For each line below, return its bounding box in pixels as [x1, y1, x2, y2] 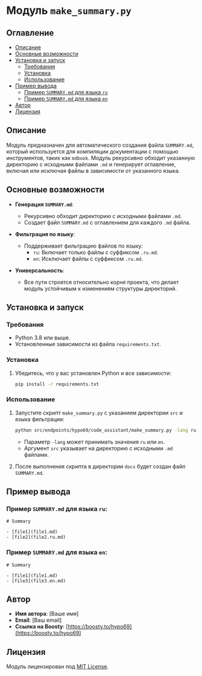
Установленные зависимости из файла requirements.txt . [14, 341, 162, 348]
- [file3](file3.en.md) [6, 578, 66, 584]
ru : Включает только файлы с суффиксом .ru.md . [33, 248, 159, 256]
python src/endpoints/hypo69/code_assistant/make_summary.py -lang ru [14, 427, 197, 433]
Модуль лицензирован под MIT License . [6, 663, 109, 671]
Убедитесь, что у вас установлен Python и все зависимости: [14, 369, 172, 376]
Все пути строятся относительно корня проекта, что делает [24, 278, 179, 286]
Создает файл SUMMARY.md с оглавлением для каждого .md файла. [24, 219, 191, 226]
